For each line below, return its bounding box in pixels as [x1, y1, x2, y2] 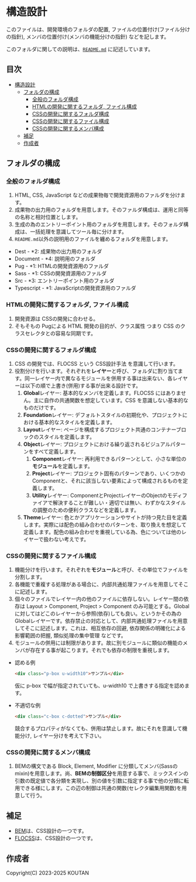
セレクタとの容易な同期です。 [25, 330, 97, 337]
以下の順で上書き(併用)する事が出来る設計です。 [25, 382, 142, 389]
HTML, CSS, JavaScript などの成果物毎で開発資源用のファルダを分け [14, 191, 181, 199]
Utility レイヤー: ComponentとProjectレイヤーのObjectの [32, 492, 168, 499]
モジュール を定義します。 [32, 463, 94, 470]
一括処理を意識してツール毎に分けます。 [30, 228, 127, 235]
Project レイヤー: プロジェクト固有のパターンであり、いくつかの [32, 470, 186, 477]
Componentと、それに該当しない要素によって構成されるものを [32, 478, 183, 485]
